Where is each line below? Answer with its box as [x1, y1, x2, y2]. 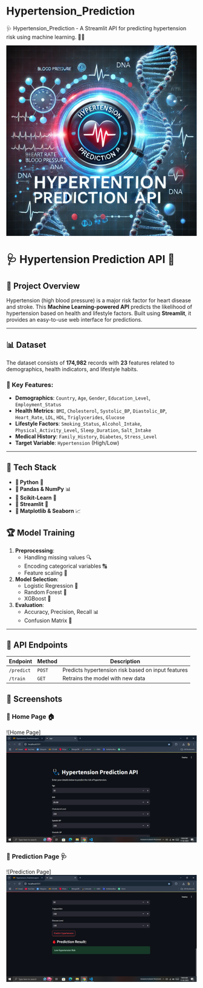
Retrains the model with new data [62, 675, 146, 682]
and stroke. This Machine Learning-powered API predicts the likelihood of [6, 303, 193, 310]
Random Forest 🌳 [24, 588, 68, 596]
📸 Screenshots [6, 694, 63, 704]
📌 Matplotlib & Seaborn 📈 [14, 507, 82, 515]
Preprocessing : [14, 547, 54, 554]
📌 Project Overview [6, 281, 80, 291]
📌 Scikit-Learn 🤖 [14, 494, 57, 501]
